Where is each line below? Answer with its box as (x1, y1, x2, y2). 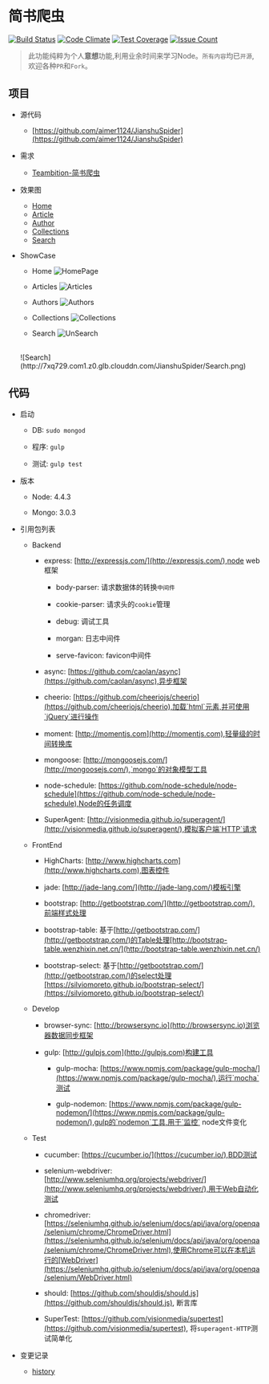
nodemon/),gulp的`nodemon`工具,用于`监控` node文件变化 (55, 1117, 247, 1126)
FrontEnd (31, 840, 62, 849)
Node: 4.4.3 (31, 491, 71, 502)
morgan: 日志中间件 (55, 633, 121, 643)
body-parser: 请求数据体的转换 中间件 (55, 582, 175, 592)
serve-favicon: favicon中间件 (55, 650, 152, 660)
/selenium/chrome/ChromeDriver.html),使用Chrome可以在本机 (43, 1245, 249, 1255)
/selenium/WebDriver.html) (43, 1272, 133, 1282)
